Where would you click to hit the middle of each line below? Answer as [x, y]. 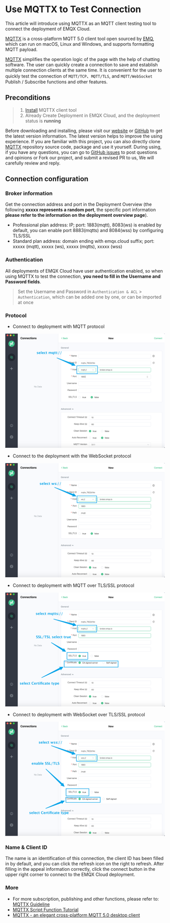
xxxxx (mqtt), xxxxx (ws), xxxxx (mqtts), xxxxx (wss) [67, 247]
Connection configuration [47, 179]
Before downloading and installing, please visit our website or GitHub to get [84, 130]
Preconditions [28, 98]
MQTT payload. [22, 49]
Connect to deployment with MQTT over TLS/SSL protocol [73, 585]
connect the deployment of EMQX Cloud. [48, 28]
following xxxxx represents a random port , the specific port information [80, 210]
